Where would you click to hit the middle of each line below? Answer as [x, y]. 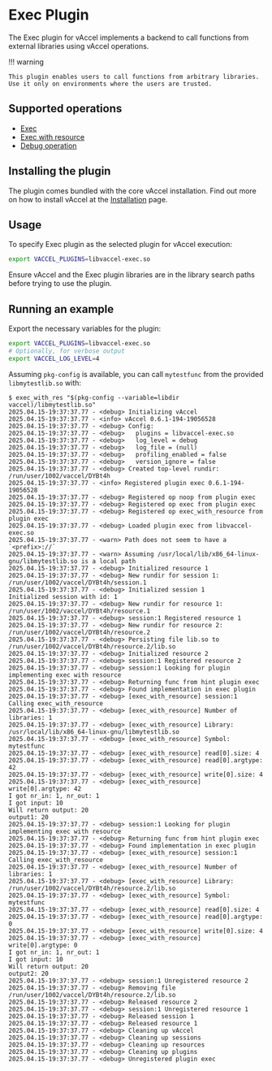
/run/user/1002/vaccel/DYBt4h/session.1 [78, 583]
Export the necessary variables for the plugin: [85, 329]
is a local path [108, 561]
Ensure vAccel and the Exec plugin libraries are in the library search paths [132, 275]
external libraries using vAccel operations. [79, 46]
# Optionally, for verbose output [67, 351]
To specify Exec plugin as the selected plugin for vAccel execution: [121, 245]
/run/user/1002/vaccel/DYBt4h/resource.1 [80, 611]
